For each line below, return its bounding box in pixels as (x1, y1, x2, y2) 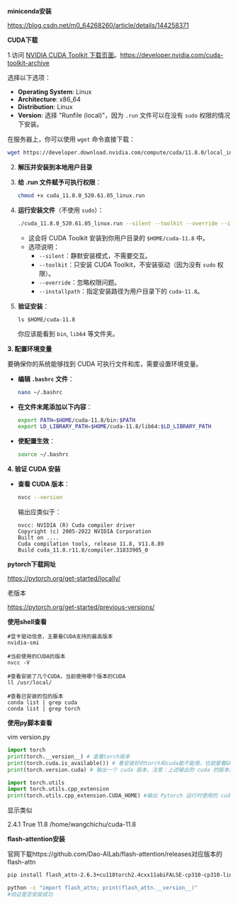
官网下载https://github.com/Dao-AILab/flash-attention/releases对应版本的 (7, 850, 223, 859)
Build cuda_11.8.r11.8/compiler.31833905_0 (17, 547, 149, 554)
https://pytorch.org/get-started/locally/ (7, 574, 121, 582)
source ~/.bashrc (17, 451, 69, 458)
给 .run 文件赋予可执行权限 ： (17, 177, 102, 186)
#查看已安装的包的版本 (7, 693, 64, 700)
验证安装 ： (17, 301, 50, 311)
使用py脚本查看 (7, 719, 53, 727)
